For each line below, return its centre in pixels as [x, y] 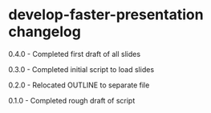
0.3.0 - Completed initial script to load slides [81, 69]
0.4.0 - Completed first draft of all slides [75, 54]
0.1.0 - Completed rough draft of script [72, 100]
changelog [45, 32]
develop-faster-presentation [106, 15]
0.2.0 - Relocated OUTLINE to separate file [79, 85]
